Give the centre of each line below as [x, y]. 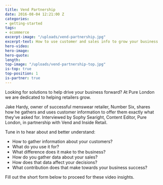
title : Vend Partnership [30, 10]
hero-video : [17, 46]
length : [13, 60]
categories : [17, 19]
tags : [10, 28]
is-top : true [18, 69]
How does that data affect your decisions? [55, 162]
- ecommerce [17, 32]
